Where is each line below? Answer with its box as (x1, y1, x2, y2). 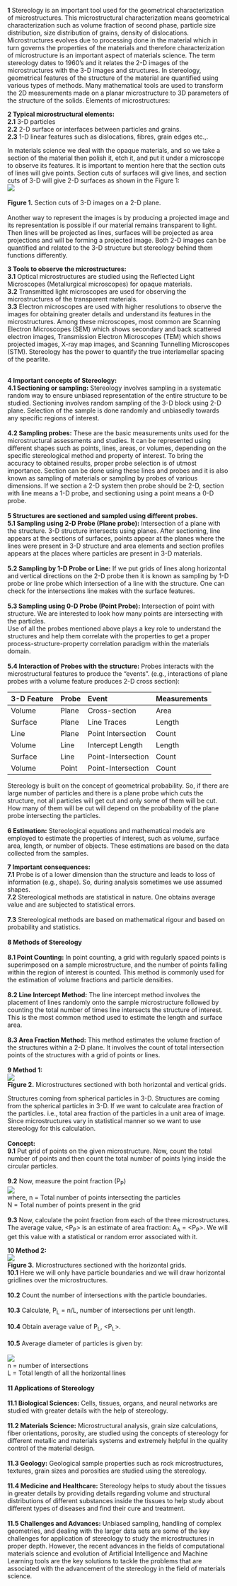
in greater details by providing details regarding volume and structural (7, 1489, 211, 1498)
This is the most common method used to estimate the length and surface (7, 1013, 223, 1021)
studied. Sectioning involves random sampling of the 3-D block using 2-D (7, 399, 221, 407)
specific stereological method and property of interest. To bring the (7, 452, 204, 459)
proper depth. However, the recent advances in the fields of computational (7, 1542, 225, 1551)
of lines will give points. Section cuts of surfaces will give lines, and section (7, 169, 227, 177)
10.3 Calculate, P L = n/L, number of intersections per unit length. (7, 1306, 196, 1316)
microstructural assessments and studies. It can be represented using (7, 437, 211, 444)
